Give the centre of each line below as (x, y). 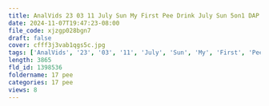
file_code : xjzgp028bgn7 (50, 30)
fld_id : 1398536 (35, 68)
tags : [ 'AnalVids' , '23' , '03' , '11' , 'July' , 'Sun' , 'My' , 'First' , (127, 53)
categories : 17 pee (41, 82)
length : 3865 (30, 61)
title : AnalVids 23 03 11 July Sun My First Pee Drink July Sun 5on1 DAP (134, 16)
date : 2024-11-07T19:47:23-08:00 (64, 23)
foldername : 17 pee (41, 75)
